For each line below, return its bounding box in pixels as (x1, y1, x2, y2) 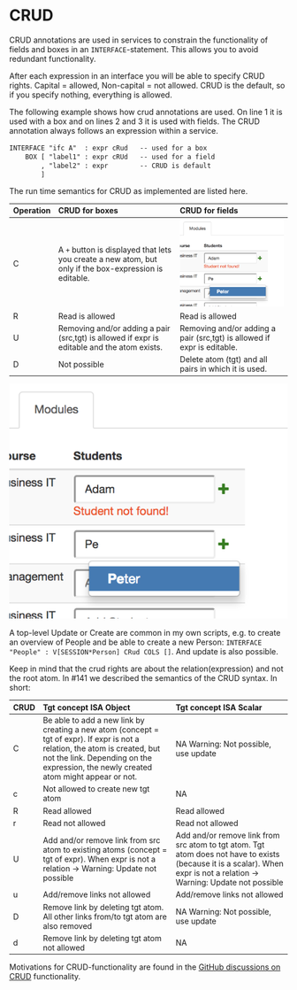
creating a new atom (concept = (42, 724, 159, 735)
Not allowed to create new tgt (42, 784, 150, 794)
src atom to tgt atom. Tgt (175, 839, 265, 850)
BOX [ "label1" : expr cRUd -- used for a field (25, 152, 216, 161)
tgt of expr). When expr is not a (42, 854, 156, 864)
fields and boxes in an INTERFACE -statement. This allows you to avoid (9, 43, 259, 54)
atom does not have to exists (175, 849, 280, 860)
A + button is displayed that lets (57, 244, 172, 255)
